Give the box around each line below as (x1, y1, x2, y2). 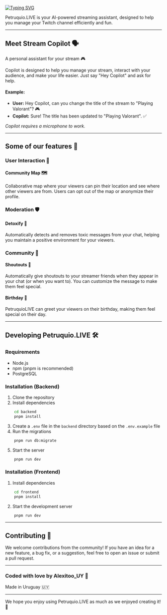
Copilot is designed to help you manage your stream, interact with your (5, 67, 151, 73)
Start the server (12, 447, 45, 453)
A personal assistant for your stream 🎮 (5, 55, 86, 61)
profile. (5, 193, 20, 199)
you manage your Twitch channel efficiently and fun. (5, 20, 113, 25)
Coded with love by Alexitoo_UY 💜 (5, 573, 88, 580)
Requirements (5, 349, 40, 356)
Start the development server (12, 503, 73, 509)
